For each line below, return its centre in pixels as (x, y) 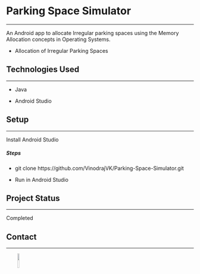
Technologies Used (43, 70)
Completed (20, 218)
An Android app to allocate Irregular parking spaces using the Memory (93, 33)
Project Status (33, 198)
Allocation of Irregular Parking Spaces (61, 51)
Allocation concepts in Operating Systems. (59, 39)
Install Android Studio (32, 139)
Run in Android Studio (41, 179)
